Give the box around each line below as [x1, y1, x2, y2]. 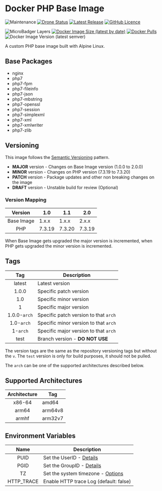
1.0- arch [9, 319, 31, 326]
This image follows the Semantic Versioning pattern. [5, 154, 110, 160]
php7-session [12, 106, 40, 112]
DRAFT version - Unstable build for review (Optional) [12, 184, 118, 190]
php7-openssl [12, 101, 40, 107]
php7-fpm [12, 80, 33, 86]
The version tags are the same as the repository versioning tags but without [5, 348, 157, 354]
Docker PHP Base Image [5, 3, 105, 14]
